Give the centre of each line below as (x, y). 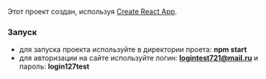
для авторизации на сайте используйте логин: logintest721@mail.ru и (139, 58)
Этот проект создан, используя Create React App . (93, 12)
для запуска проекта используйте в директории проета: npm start (133, 49)
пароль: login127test (54, 66)
